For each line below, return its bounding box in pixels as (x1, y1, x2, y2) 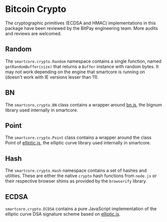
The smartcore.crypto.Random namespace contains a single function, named (5, 58, 162, 64)
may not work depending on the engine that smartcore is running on (5, 69, 146, 75)
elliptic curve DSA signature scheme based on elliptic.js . (5, 211, 121, 217)
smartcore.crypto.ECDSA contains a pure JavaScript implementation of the (5, 206, 157, 212)
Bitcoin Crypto (5, 3, 66, 15)
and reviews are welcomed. (5, 30, 62, 36)
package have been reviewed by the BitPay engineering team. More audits (5, 25, 158, 31)
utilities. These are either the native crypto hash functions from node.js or (5, 173, 157, 179)
